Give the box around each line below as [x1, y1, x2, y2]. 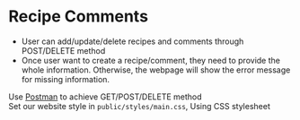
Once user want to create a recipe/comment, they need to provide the [21, 55, 280, 65]
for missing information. [21, 73, 110, 84]
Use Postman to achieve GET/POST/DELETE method [8, 91, 203, 102]
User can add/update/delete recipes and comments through [21, 36, 244, 47]
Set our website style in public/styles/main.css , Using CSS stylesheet [8, 100, 270, 111]
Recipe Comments [8, 6, 149, 27]
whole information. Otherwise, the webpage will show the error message [21, 64, 291, 75]
